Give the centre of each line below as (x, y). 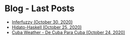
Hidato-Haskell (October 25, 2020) (47, 27)
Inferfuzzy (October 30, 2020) (42, 22)
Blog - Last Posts (40, 9)
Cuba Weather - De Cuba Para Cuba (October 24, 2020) (68, 32)
